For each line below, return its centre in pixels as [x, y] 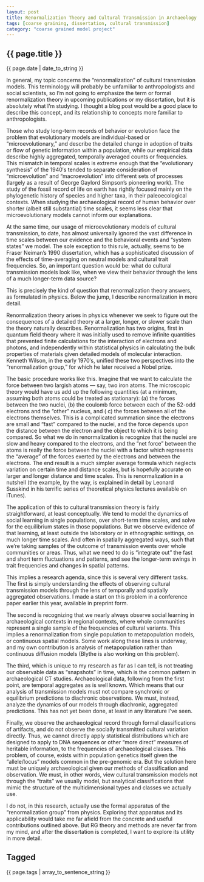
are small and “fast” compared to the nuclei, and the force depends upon [98, 424]
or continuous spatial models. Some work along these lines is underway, [97, 641]
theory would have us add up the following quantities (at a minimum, [92, 392]
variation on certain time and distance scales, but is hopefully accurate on [99, 469]
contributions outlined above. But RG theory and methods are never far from [102, 825]
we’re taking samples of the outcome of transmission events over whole [96, 546]
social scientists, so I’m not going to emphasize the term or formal [89, 93]
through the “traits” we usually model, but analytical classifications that [95, 781]
